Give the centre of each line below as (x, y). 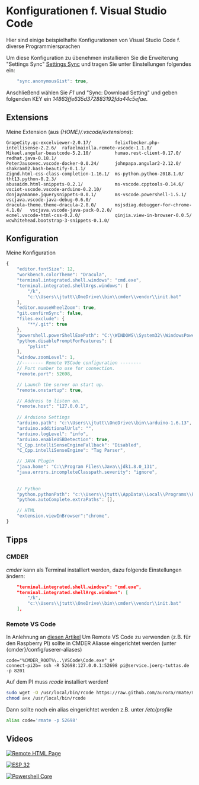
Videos (20, 739)
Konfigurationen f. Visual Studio (86, 11)
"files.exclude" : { (41, 319)
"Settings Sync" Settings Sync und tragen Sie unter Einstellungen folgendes (99, 64)
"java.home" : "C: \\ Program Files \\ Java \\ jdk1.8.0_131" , (87, 467)
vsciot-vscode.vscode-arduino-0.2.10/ (54, 189)
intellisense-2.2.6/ (32, 148)
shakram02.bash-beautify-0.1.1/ (46, 168)
